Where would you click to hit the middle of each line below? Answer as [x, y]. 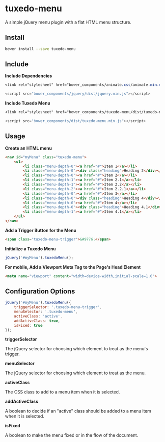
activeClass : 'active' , [38, 316]
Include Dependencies [29, 76]
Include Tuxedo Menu [28, 103]
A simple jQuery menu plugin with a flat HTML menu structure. [68, 22]
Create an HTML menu [28, 148]
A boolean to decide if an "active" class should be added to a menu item [78, 411]
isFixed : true [28, 325]
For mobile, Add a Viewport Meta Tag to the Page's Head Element [73, 267]
